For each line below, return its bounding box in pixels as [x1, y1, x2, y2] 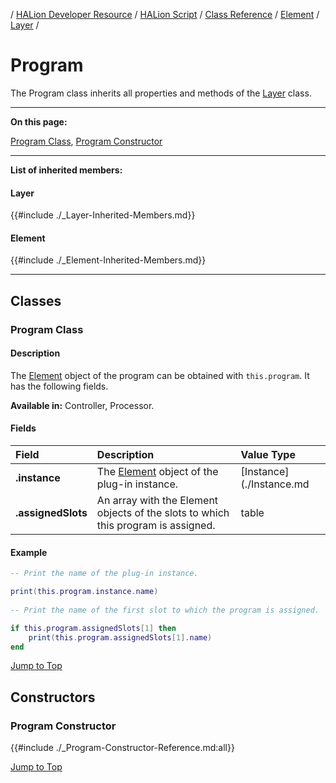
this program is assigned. [96, 519, 216, 533]
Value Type [240, 448, 296, 462]
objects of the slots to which [96, 506, 230, 520]
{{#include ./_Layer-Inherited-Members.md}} [10, 209, 196, 221]
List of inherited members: [10, 164, 123, 176]
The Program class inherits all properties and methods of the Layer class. [10, 87, 312, 99]
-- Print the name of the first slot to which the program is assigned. [10, 605, 320, 615]
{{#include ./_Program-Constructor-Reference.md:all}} [10, 742, 235, 754]
